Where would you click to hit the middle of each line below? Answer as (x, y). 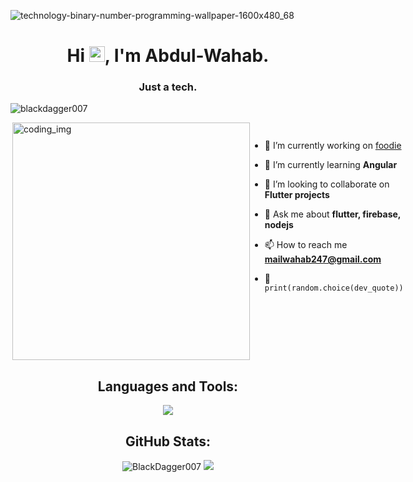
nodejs (279, 225)
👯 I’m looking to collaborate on (327, 184)
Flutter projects (297, 195)
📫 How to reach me (306, 245)
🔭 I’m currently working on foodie (333, 146)
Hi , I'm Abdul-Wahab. (168, 56)
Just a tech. (168, 87)
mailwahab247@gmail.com (323, 259)
